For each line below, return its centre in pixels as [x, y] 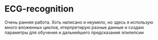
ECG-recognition [39, 9]
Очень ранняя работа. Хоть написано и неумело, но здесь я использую [79, 22]
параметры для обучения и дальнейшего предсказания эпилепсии [74, 32]
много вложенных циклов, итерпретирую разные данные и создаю [74, 27]
